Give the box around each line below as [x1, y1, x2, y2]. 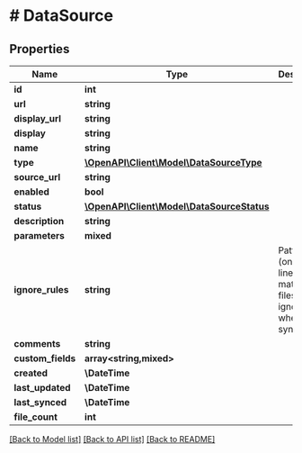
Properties [9, 41, 70, 57]
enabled [13, 186, 49, 198]
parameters [13, 230, 65, 241]
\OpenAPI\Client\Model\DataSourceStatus [84, 200, 270, 213]
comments [13, 338, 61, 349]
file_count [13, 411, 58, 423]
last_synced [13, 396, 67, 408]
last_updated [13, 382, 71, 394]
